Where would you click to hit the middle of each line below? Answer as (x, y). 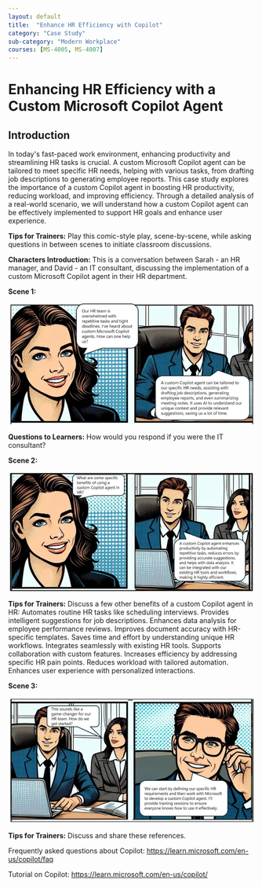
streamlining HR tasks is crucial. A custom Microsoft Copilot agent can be (127, 163)
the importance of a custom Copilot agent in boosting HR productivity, (121, 188)
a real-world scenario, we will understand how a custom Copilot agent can (128, 204)
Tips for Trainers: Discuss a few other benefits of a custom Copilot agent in (131, 604)
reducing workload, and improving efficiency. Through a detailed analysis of (131, 196)
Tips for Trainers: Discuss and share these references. (97, 836)
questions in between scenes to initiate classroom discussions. (110, 244)
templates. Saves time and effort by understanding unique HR (135, 637)
